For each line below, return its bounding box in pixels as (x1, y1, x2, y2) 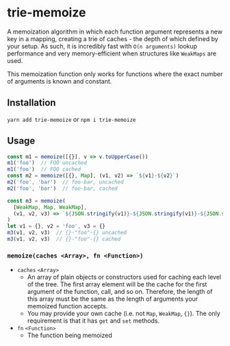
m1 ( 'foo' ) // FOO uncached (7, 160, 88, 166)
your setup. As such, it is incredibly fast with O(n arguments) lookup (7, 42, 197, 50)
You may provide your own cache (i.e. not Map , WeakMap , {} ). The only (27, 310, 220, 318)
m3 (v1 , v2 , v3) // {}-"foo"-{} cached (7, 236, 121, 243)
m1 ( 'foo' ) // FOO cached (7, 166, 81, 173)
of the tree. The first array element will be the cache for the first (27, 280, 207, 288)
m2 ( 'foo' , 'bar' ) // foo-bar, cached (7, 185, 118, 192)
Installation (7, 97, 56, 109)
